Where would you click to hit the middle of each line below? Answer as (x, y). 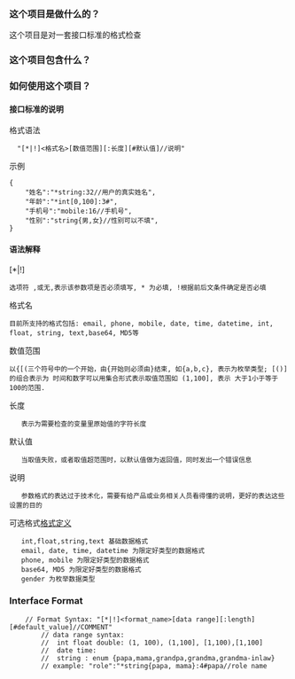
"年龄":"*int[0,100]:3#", (71, 202)
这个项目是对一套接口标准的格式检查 (75, 35)
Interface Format (46, 601)
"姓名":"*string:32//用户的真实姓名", (91, 192)
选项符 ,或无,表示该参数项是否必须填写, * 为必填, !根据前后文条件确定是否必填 (138, 287)
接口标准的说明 (36, 109)
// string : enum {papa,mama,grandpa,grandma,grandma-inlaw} (158, 658)
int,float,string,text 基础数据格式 (85, 541)
